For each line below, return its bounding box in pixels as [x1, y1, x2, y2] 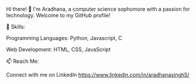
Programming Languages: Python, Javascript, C [6, 35, 122, 41]
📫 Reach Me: [6, 58, 39, 65]
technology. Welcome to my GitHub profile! [6, 12, 111, 19]
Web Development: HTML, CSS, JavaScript [6, 46, 111, 53]
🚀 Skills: [6, 23, 25, 30]
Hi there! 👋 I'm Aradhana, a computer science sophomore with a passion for [6, 6, 190, 12]
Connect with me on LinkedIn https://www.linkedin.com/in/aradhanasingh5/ [6, 71, 190, 78]
